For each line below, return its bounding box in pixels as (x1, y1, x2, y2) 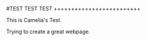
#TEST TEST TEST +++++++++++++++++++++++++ (6, 5, 141, 12)
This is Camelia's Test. (6, 17, 62, 23)
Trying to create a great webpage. (6, 28, 90, 35)
